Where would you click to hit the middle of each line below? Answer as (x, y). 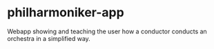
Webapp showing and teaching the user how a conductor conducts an (107, 31)
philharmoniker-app (66, 13)
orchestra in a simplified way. (49, 38)
